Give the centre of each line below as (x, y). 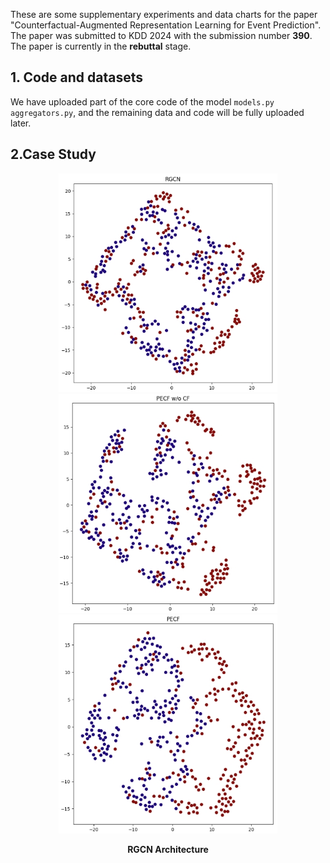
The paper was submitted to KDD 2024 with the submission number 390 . (161, 35)
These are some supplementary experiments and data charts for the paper (164, 14)
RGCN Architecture (168, 849)
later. (21, 123)
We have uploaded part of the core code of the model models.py (142, 101)
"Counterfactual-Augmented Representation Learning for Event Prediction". (166, 25)
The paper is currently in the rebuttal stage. (101, 46)
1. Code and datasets (76, 77)
